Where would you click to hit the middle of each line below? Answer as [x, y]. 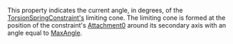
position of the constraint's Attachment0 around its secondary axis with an [117, 25]
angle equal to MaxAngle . [45, 33]
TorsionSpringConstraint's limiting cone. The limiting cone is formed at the [116, 18]
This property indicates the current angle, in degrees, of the [95, 10]
